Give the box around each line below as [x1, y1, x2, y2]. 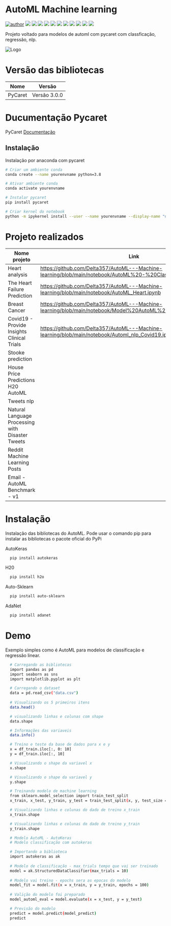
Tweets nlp [8, 397, 34, 404]
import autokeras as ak [10, 854, 60, 860]
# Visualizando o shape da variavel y [10, 775, 93, 780]
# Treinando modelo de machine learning [10, 788, 97, 794]
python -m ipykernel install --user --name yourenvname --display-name [5, 214, 160, 219]
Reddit [8, 446, 24, 453]
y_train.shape [10, 826, 40, 831]
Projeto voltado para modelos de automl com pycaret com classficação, [5, 31, 156, 37]
